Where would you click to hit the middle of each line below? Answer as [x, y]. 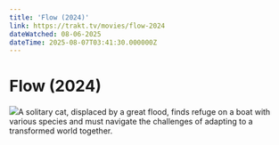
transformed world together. [61, 131]
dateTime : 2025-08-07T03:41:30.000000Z [83, 42]
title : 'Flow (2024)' [49, 17]
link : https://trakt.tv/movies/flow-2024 [87, 26]
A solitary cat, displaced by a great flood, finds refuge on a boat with [144, 112]
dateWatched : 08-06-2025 [55, 34]
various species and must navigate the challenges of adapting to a [131, 122]
